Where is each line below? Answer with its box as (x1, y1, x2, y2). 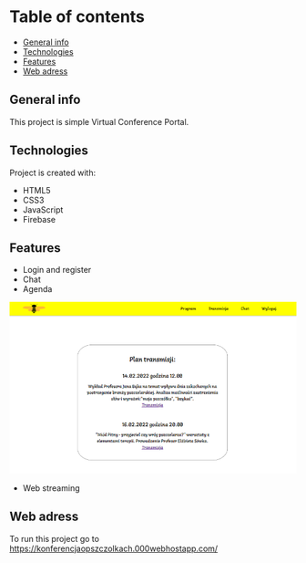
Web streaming (22, 482, 80, 494)
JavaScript (22, 203, 64, 215)
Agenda (22, 284, 53, 295)
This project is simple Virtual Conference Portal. (9, 116, 189, 127)
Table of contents (9, 6, 146, 27)
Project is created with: (9, 167, 97, 178)
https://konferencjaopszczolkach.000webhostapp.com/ (9, 543, 219, 554)
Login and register (22, 265, 92, 276)
